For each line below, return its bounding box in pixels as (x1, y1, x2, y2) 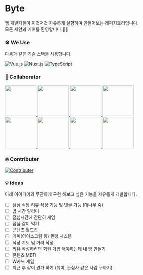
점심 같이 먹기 (12, 221, 39, 227)
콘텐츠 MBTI (12, 252, 37, 258)
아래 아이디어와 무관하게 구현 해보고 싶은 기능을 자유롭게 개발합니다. (5, 191, 137, 197)
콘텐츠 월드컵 (12, 227, 38, 233)
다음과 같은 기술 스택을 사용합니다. (5, 51, 72, 57)
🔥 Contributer (5, 156, 39, 163)
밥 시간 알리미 (12, 208, 39, 214)
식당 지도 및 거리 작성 (12, 239, 54, 245)
